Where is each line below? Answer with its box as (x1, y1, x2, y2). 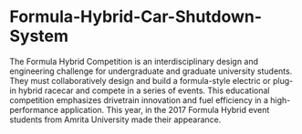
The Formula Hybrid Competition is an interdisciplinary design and (9, 56, 258, 67)
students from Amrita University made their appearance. (9, 114, 222, 125)
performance (9, 104, 59, 115)
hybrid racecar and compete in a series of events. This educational (17, 85, 270, 96)
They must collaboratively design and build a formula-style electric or (9, 75, 271, 86)
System (9, 26, 69, 46)
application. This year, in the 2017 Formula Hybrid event (60, 104, 270, 115)
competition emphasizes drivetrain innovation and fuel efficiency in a (9, 94, 269, 106)
